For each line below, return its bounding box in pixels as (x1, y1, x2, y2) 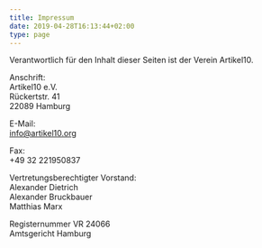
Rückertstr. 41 (9, 91, 60, 102)
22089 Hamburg (9, 101, 71, 112)
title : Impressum (9, 13, 75, 23)
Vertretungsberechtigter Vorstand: (9, 172, 137, 183)
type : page (9, 30, 50, 39)
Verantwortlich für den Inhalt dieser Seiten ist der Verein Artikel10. (9, 55, 254, 66)
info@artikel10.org (9, 128, 77, 139)
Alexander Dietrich (9, 182, 78, 193)
